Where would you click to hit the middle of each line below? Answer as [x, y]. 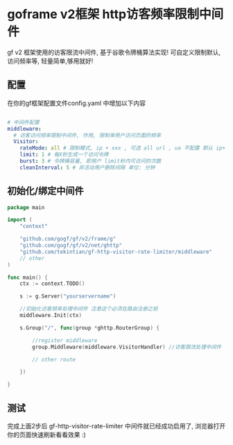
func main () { [28, 277]
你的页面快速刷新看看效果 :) [47, 435]
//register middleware [65, 340]
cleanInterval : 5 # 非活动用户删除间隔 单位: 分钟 [87, 168]
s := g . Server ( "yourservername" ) [68, 296]
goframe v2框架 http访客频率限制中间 [115, 14]
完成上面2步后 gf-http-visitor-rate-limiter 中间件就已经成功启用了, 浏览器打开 [116, 426]
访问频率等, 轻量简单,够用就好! [50, 60]
